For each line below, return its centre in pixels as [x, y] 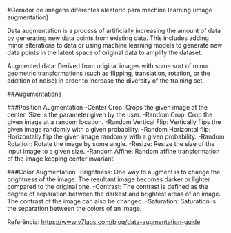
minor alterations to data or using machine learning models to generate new [115, 45]
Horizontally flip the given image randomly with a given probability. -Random [116, 136]
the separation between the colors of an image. [74, 209]
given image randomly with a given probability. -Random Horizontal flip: [109, 129]
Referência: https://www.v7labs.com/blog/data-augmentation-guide [104, 222]
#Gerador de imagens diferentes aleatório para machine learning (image [110, 10]
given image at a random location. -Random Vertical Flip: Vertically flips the [114, 122]
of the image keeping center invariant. [61, 159]
